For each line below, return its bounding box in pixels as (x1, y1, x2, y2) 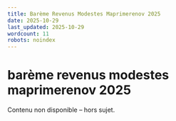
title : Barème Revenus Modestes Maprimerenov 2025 (7, 10, 161, 18)
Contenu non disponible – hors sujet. (7, 105, 115, 114)
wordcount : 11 (7, 30, 50, 38)
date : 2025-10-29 (7, 17, 59, 24)
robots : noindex (7, 37, 56, 44)
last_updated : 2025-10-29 (7, 23, 84, 30)
